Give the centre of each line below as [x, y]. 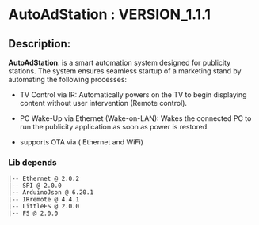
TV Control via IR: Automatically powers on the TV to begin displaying [133, 95]
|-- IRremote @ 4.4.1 [44, 200]
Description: [40, 44]
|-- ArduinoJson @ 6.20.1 [51, 193]
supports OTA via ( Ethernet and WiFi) [82, 142]
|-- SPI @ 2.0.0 [35, 186]
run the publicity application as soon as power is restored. [114, 127]
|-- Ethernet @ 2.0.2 [44, 179]
